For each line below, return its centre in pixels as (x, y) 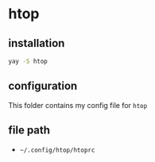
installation (37, 43)
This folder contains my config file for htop (78, 105)
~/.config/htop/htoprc (57, 150)
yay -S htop (28, 61)
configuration (43, 86)
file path (29, 131)
